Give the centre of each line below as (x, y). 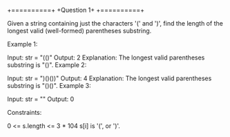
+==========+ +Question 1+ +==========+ (76, 10)
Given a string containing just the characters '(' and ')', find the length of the (115, 23)
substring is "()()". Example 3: (49, 85)
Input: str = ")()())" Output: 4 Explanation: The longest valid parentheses (109, 78)
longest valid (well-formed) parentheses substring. (79, 31)
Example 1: (22, 44)
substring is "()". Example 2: (47, 65)
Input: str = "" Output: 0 (41, 99)
